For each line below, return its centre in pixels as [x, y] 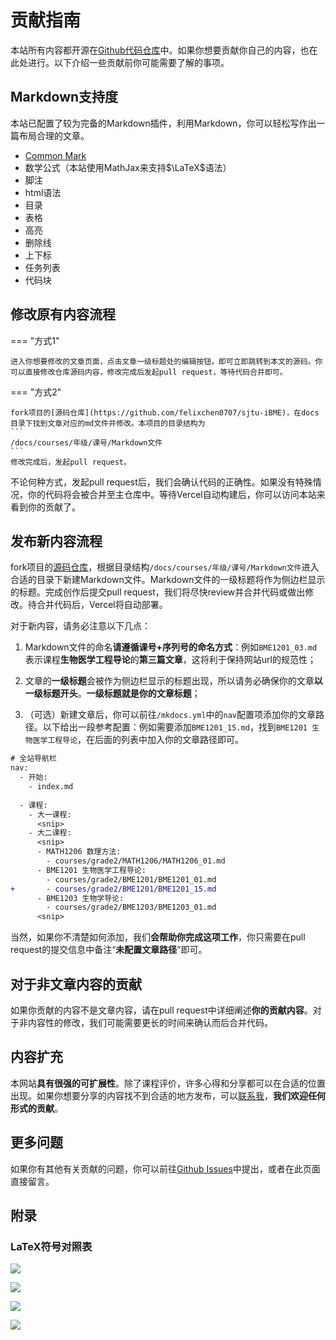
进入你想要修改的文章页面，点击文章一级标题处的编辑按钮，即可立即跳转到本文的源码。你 [166, 361]
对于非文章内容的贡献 [76, 984]
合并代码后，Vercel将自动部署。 [102, 605]
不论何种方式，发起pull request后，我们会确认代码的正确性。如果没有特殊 [161, 482]
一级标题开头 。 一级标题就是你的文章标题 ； [112, 693]
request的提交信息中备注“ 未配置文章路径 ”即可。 [109, 950]
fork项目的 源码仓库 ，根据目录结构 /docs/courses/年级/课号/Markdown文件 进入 [165, 567]
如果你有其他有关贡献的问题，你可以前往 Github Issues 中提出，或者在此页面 [165, 1168]
